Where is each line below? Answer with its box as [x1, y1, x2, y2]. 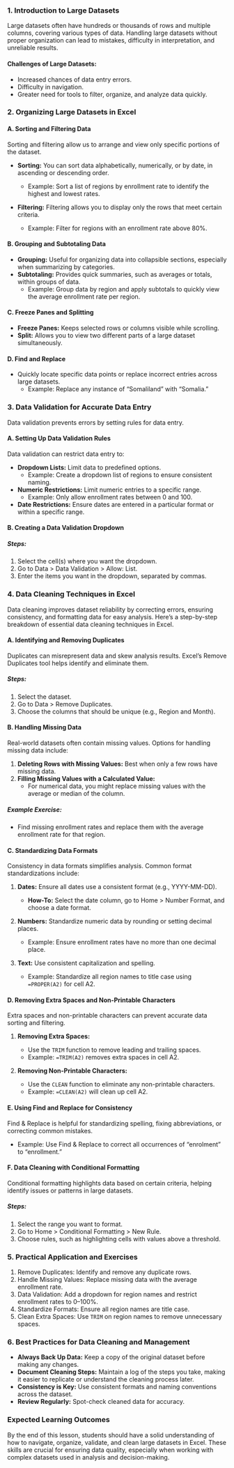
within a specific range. [17, 508, 85, 516]
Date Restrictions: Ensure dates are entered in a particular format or [17, 500, 214, 508]
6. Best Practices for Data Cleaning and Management [7, 1337, 190, 1347]
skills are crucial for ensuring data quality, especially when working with [7, 1446, 214, 1454]
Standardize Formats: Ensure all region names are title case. [17, 1305, 190, 1313]
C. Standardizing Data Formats [7, 846, 98, 854]
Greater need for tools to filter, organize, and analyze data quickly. [17, 90, 208, 98]
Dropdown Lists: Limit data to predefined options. [17, 463, 162, 471]
